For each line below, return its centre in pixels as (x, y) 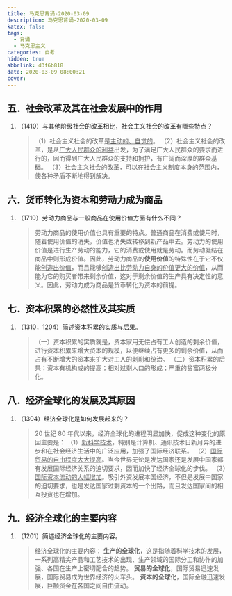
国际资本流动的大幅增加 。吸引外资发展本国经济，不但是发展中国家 (129, 476)
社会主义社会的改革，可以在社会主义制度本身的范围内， (144, 167)
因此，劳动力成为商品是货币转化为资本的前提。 (114, 285)
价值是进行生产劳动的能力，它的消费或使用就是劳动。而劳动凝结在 (129, 250)
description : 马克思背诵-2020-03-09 (58, 20)
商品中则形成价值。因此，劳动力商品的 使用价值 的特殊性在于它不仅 (129, 259)
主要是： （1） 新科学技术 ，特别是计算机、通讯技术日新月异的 (128, 442)
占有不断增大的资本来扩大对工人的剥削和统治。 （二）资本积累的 (127, 359)
